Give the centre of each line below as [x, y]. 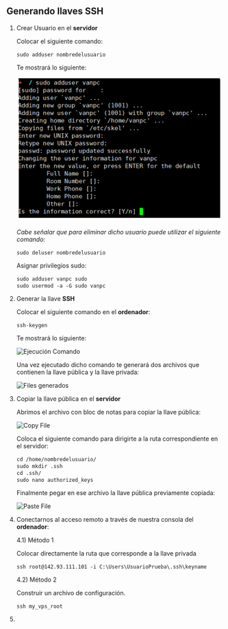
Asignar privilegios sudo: [51, 266]
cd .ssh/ [29, 474]
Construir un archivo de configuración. [71, 593]
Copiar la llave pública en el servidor [68, 399]
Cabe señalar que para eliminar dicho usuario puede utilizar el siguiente [118, 232]
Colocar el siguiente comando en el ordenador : [83, 312]
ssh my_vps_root [39, 607]
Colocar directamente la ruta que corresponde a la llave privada [106, 553]
